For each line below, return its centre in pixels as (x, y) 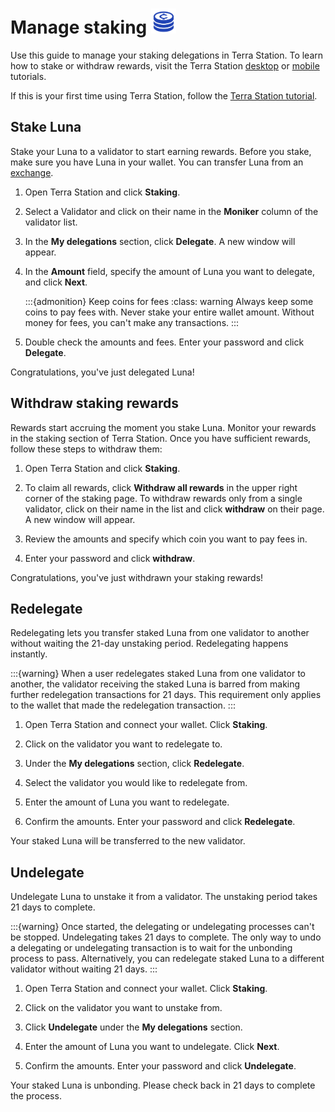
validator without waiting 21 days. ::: (84, 969)
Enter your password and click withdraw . (110, 558)
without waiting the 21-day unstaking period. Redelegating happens (149, 644)
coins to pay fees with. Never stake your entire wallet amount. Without (169, 312)
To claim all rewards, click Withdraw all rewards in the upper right (161, 487)
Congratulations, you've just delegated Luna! (102, 372)
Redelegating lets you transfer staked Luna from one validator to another (160, 633)
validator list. (51, 222)
